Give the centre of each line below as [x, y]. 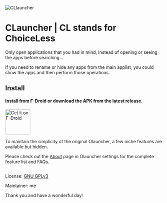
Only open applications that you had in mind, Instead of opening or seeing [81, 52]
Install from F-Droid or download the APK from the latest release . [74, 101]
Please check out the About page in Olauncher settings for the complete [79, 156]
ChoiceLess [30, 39]
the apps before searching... [34, 57]
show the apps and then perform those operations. [57, 72]
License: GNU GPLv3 [27, 176]
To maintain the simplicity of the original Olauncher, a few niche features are [84, 141]
